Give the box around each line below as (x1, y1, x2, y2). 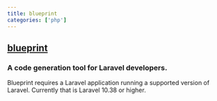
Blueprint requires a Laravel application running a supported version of (7, 79, 210, 87)
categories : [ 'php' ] (7, 17, 67, 24)
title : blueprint (7, 10, 58, 17)
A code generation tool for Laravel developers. (7, 63, 168, 73)
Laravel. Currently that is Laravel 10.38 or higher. (7, 86, 146, 94)
